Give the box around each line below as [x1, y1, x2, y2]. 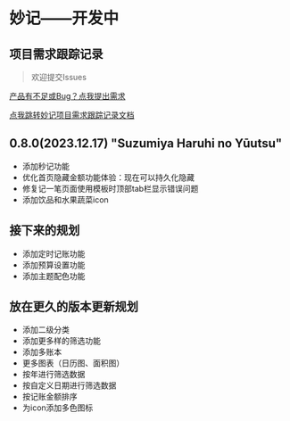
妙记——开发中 [9, 8, 120, 29]
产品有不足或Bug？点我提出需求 [9, 91, 127, 101]
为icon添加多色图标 [21, 402, 94, 413]
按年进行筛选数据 [21, 369, 86, 380]
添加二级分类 [21, 325, 70, 335]
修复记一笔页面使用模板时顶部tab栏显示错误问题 [21, 183, 199, 194]
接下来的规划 [9, 223, 80, 238]
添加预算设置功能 [21, 260, 86, 270]
